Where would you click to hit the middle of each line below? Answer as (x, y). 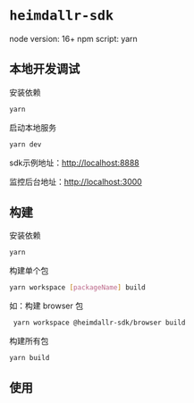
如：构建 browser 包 (46, 306)
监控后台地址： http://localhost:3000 (76, 181)
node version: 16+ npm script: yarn (74, 38)
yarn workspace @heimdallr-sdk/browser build (99, 323)
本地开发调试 (45, 69)
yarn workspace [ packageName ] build (77, 288)
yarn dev (25, 144)
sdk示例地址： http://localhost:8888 (75, 163)
